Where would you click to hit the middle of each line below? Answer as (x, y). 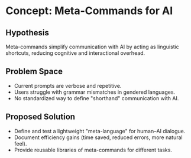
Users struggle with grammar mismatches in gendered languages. (95, 92)
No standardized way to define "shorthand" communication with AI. (96, 98)
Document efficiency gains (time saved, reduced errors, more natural (98, 137)
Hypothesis (27, 33)
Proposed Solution (40, 117)
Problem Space (34, 72)
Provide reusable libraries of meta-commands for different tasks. (93, 150)
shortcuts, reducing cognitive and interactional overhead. (75, 53)
